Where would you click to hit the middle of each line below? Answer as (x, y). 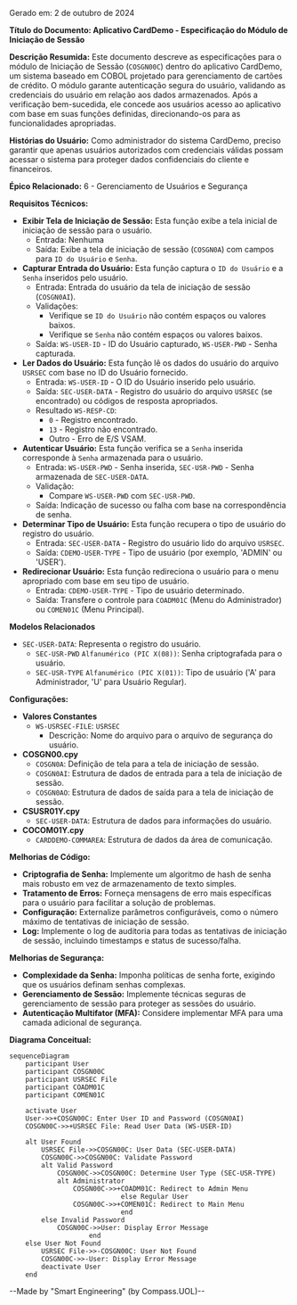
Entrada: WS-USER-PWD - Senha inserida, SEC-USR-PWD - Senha (145, 467)
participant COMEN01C (65, 1095)
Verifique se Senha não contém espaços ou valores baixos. (156, 335)
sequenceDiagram (39, 1056)
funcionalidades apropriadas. (63, 123)
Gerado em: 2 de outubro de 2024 (72, 13)
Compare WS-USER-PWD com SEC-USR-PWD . (122, 496)
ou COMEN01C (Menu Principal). (90, 609)
